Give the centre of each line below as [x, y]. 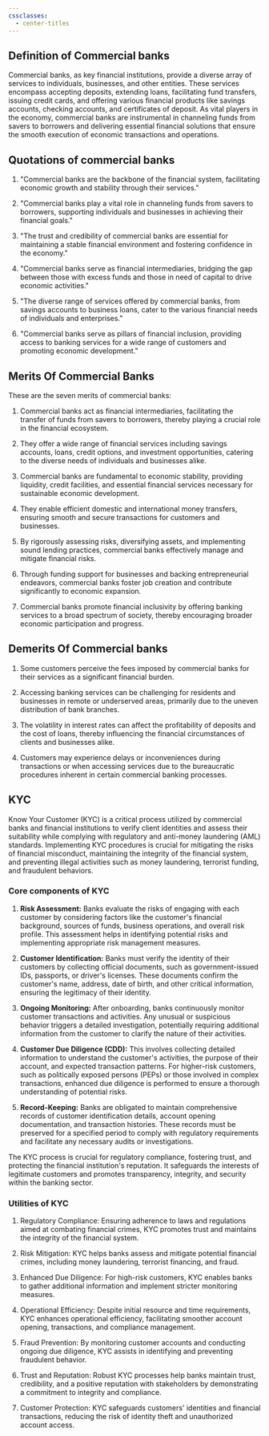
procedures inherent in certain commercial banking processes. [123, 775]
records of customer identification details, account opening [118, 1116]
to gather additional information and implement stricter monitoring [128, 1286]
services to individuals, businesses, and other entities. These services [124, 83]
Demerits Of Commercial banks [88, 649]
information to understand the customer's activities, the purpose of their [139, 1057]
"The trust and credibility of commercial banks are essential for [124, 236]
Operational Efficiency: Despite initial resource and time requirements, [135, 1310]
